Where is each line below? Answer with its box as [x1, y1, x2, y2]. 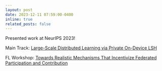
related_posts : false [5, 21, 51, 27]
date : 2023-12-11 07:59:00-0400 [5, 12, 73, 17]
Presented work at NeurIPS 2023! [5, 35, 75, 41]
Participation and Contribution [5, 60, 68, 66]
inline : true [5, 17, 33, 22]
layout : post [5, 7, 33, 13]
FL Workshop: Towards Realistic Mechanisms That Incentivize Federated [5, 55, 157, 61]
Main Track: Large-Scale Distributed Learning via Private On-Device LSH [5, 45, 157, 51]
